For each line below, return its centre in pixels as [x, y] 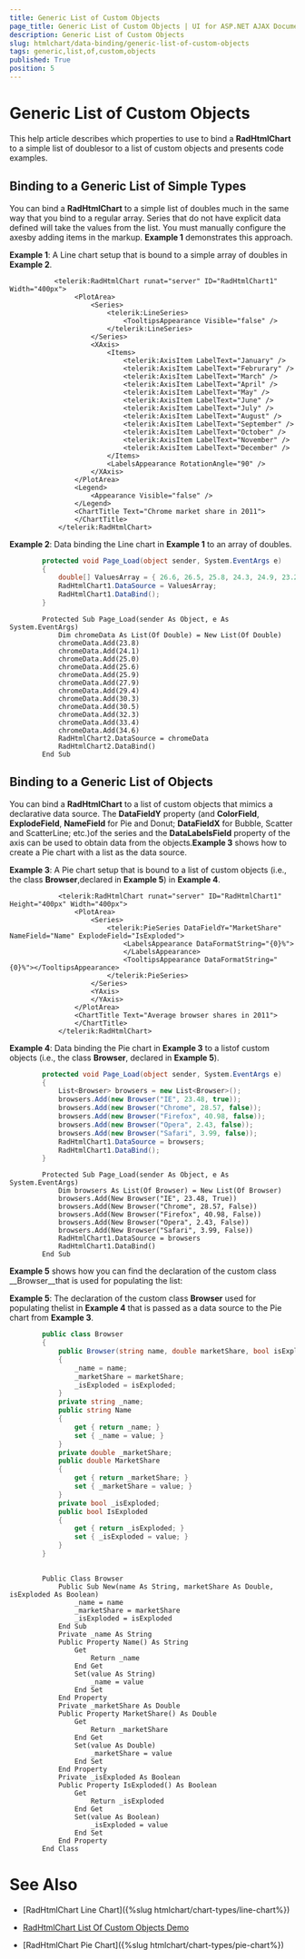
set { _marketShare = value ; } [133, 1486]
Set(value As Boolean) [117, 1816]
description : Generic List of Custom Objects [97, 34]
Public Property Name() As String [123, 1642]
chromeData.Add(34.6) [99, 730]
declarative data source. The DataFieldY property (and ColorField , [134, 813]
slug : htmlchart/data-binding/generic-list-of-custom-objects [129, 43]
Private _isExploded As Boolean [119, 1777]
